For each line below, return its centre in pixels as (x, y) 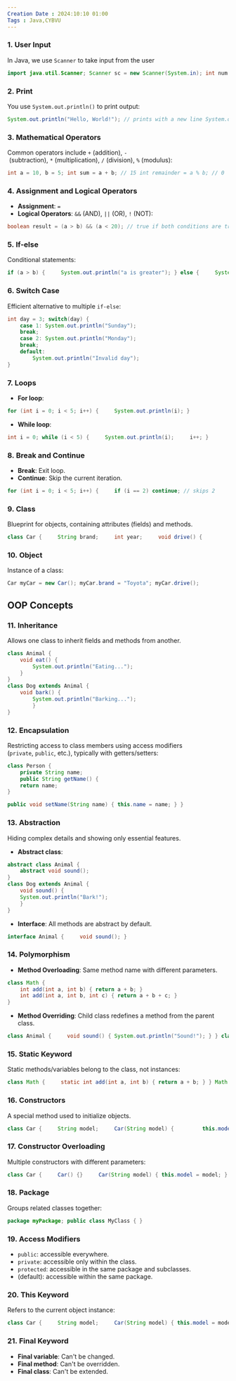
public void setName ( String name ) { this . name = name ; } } (96, 805)
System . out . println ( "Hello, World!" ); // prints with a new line (105, 119)
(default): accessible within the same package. (85, 1277)
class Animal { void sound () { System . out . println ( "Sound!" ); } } (113, 1036)
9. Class (21, 509)
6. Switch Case (33, 291)
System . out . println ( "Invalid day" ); (86, 358)
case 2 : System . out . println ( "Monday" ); (78, 339)
